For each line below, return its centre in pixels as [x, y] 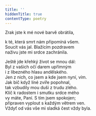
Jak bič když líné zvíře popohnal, [38, 82]
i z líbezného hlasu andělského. [36, 72]
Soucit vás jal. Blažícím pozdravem [40, 47]
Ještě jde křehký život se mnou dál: [40, 62]
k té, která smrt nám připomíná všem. [42, 42]
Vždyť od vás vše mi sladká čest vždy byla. [48, 108]
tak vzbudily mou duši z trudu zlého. [41, 88]
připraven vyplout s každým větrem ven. [45, 103]
